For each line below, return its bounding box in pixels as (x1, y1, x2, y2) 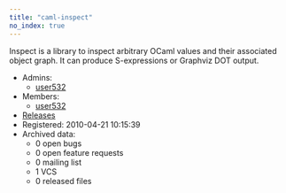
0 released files (35, 175, 92, 186)
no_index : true (9, 21, 66, 30)
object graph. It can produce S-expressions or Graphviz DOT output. (9, 55, 259, 66)
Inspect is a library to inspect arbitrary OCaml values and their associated (9, 45, 277, 56)
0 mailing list (35, 157, 82, 167)
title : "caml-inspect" (9, 12, 93, 22)
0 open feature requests (35, 147, 124, 158)
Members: (21, 90, 60, 102)
